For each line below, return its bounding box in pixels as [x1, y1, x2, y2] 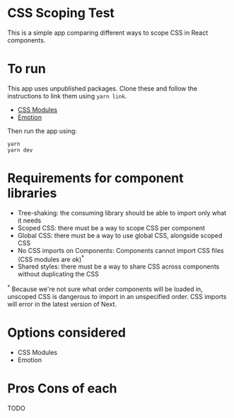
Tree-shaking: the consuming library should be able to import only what [17, 208, 227, 217]
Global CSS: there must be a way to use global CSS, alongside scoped [17, 231, 223, 239]
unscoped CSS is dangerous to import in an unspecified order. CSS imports [7, 293, 227, 301]
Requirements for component [7, 170, 184, 186]
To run [7, 61, 46, 77]
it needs [17, 216, 42, 225]
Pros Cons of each [7, 380, 118, 397]
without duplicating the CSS [17, 270, 99, 278]
